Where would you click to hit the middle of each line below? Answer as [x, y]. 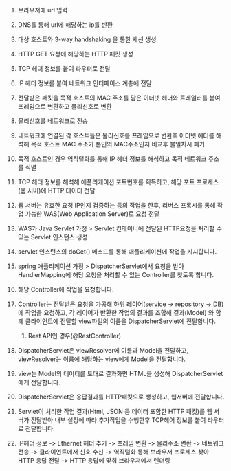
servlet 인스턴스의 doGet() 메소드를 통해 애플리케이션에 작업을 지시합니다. [117, 252]
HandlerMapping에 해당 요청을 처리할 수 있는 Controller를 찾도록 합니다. [116, 275]
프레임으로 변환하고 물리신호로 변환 [65, 106]
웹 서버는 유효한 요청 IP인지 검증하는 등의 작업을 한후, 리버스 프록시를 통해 [117, 205]
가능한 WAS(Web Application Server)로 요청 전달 [92, 214]
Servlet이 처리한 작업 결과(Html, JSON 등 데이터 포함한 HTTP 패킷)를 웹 [115, 412]
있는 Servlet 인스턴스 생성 [53, 237]
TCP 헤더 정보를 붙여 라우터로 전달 [64, 68]
